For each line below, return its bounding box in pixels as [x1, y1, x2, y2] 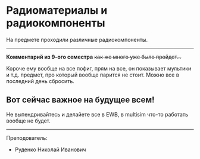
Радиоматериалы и [6, 4, 108, 17]
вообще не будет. [6, 117, 51, 124]
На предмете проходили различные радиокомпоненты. [6, 36, 148, 43]
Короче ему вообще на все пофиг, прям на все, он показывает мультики [6, 65, 192, 72]
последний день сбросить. [6, 77, 74, 84]
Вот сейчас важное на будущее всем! [6, 95, 155, 105]
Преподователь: [6, 134, 48, 141]
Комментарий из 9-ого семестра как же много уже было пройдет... [6, 53, 182, 60]
